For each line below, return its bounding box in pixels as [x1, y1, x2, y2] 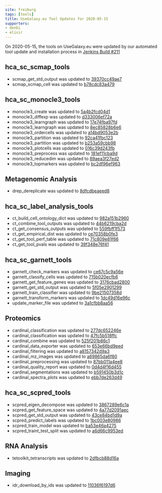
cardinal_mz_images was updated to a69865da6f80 [12, 353, 117, 359]
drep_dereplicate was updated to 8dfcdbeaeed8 [12, 188, 110, 194]
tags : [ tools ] [5, 12, 34, 17]
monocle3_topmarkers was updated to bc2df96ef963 [12, 161, 121, 167]
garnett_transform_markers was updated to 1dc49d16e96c [12, 295, 131, 301]
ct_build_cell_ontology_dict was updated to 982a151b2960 [12, 215, 129, 221]
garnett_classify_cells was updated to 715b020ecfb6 [12, 274, 118, 280]
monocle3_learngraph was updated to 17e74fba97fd [12, 119, 117, 125]
